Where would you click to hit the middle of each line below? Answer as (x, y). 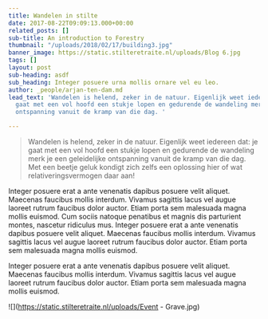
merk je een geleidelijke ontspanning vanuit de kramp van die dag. (137, 159)
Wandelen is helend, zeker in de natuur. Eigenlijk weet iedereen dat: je (143, 142)
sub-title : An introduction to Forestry (77, 38)
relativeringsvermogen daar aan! (81, 175)
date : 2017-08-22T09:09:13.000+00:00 (71, 23)
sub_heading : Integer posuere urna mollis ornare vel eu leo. (114, 82)
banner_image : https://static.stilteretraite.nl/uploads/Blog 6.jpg (124, 53)
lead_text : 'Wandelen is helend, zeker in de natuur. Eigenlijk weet (126, 97)
